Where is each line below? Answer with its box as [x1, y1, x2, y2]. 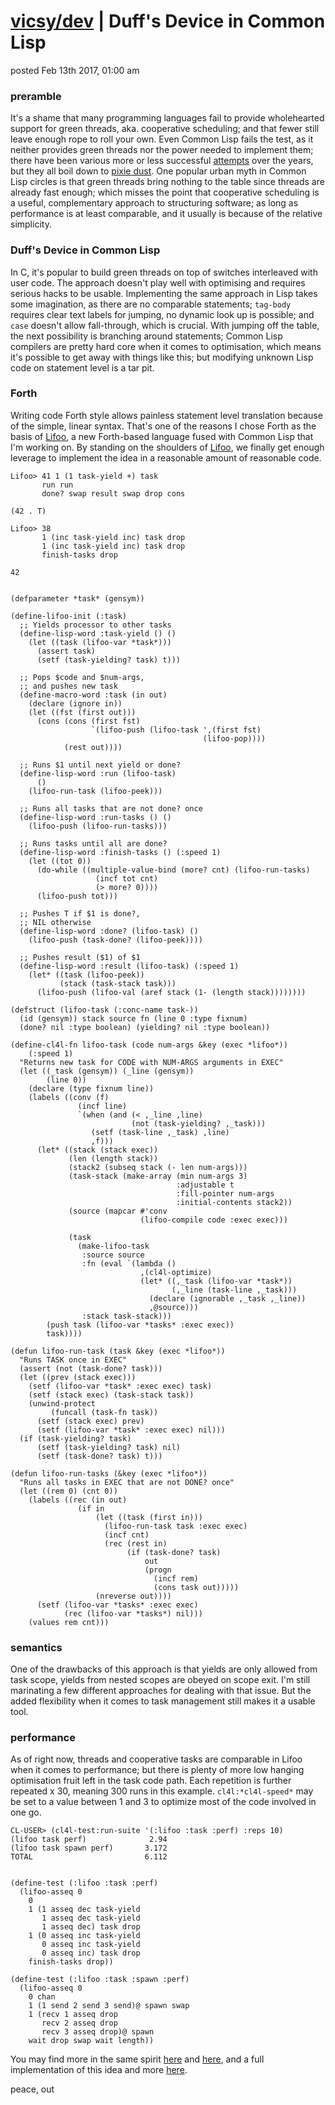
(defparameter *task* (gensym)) [10, 593, 145, 604]
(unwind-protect [28, 1398, 97, 1409]
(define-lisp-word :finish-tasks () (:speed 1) [19, 847, 222, 857]
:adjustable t [175, 1180, 235, 1190]
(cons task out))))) [153, 1582, 240, 1592]
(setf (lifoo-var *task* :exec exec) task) [28, 1381, 213, 1391]
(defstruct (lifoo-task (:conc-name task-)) [10, 1005, 199, 1015]
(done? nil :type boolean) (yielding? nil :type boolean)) [19, 1022, 271, 1032]
